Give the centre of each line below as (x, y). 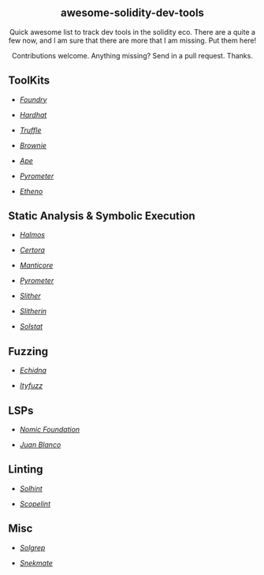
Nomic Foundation (50, 430)
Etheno (31, 191)
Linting (26, 470)
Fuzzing (28, 351)
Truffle (30, 130)
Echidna (33, 371)
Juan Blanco (40, 445)
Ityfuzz (31, 386)
